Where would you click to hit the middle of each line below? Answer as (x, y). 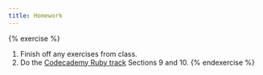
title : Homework (35, 16)
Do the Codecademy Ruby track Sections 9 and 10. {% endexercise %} (138, 62)
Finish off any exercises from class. (79, 53)
